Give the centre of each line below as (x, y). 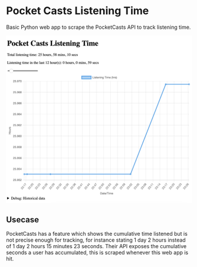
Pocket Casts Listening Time (78, 11)
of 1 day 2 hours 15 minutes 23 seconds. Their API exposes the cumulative (96, 246)
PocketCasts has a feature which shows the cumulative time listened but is (97, 234)
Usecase (23, 220)
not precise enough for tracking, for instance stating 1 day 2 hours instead (96, 240)
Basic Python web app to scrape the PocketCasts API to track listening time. (98, 27)
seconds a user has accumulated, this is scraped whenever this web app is (97, 252)
